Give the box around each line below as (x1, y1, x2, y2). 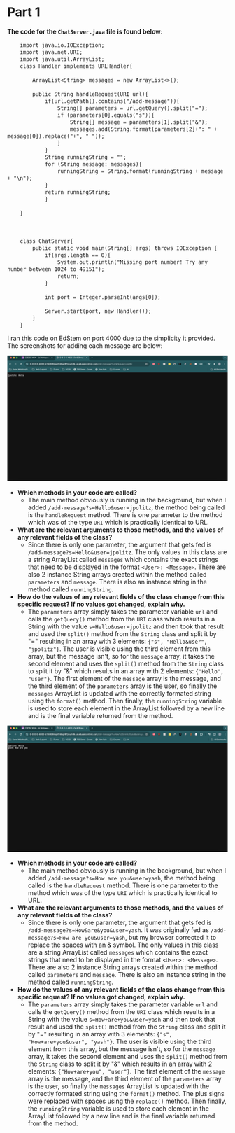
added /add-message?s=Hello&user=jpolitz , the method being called (27, 503, 225, 512)
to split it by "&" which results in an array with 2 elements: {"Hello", (27, 667, 224, 675)
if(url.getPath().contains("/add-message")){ (44, 97, 180, 105)
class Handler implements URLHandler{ (20, 62, 133, 70)
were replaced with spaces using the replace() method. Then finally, (27, 1097, 227, 1106)
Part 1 (7, 4, 41, 20)
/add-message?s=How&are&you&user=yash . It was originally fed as (27, 926, 210, 934)
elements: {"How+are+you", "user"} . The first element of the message (27, 1067, 225, 1076)
